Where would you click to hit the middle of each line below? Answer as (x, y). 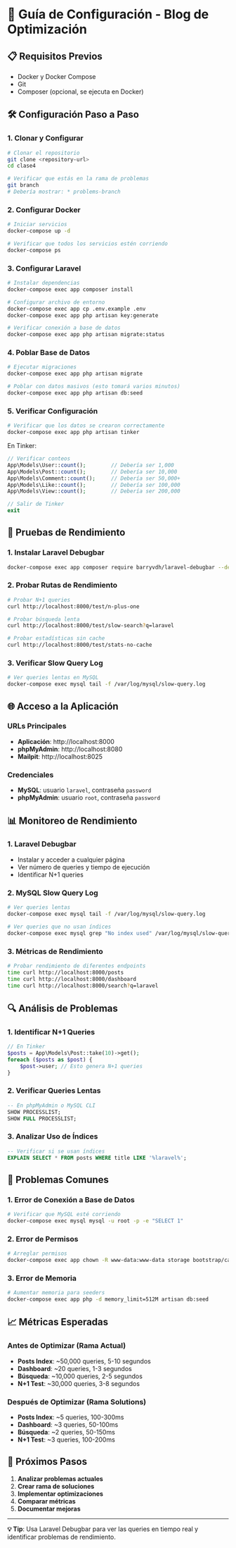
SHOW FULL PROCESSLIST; (42, 1119)
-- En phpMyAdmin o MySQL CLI (52, 1106)
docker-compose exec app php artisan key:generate (83, 315)
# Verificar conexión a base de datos (64, 328)
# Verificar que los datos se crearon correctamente (86, 426)
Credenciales (31, 774)
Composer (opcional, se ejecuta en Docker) (80, 92)
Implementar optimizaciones (60, 1494)
